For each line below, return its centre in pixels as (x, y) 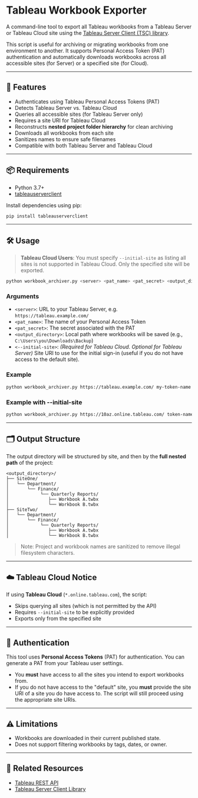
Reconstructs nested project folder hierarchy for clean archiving (94, 126)
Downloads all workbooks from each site (64, 133)
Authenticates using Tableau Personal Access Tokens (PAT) (87, 102)
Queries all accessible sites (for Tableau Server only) (79, 114)
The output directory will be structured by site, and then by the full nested (96, 456)
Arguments (23, 297)
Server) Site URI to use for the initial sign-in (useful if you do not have (99, 353)
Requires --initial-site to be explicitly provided (74, 613)
